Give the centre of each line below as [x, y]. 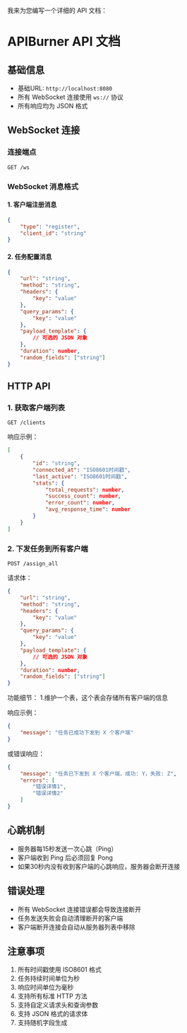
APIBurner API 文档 [64, 42]
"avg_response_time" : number [88, 509]
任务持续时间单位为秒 [48, 979]
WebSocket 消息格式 [43, 186]
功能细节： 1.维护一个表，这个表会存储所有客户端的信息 [88, 698]
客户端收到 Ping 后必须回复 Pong [65, 858]
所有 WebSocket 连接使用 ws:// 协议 [70, 97]
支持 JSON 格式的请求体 [53, 1014]
